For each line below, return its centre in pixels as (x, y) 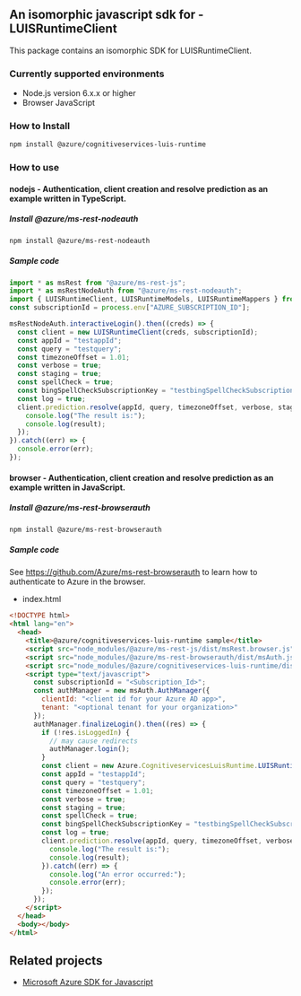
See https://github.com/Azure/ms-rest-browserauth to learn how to (133, 572)
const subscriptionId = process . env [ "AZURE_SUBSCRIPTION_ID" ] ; (130, 308)
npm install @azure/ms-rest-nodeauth (80, 240)
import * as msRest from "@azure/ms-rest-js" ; (98, 283)
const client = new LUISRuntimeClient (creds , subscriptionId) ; (138, 332)
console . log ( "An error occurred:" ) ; (117, 874)
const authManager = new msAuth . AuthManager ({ (121, 691)
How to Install (39, 127)
